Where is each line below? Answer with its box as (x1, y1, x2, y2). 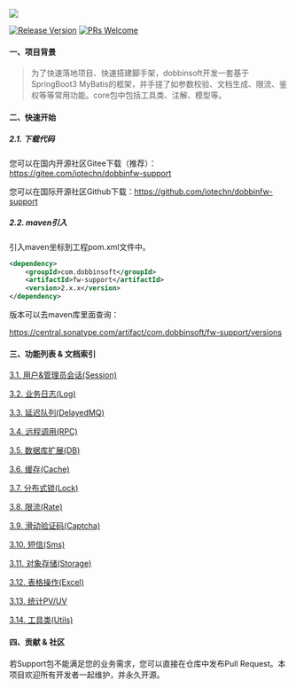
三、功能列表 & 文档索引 (9, 348, 97, 359)
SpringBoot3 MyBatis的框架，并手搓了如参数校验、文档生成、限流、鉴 (30, 79, 288, 90)
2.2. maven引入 (9, 217, 68, 228)
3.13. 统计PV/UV (9, 596, 68, 606)
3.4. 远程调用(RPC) (9, 426, 78, 437)
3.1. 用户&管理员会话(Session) (9, 370, 118, 380)
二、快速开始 (9, 112, 56, 122)
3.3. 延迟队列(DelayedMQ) (9, 408, 105, 418)
